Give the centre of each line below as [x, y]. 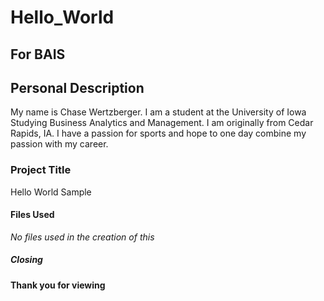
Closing [26, 260]
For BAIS [38, 54]
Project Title [41, 170]
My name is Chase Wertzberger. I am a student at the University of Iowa [158, 112]
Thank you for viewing [58, 285]
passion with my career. [59, 144]
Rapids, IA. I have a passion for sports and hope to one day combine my [158, 133]
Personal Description [77, 87]
